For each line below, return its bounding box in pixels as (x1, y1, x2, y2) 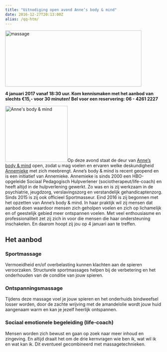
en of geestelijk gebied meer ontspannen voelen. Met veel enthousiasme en (5, 210, 161, 216)
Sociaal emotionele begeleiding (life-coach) (5, 319, 114, 326)
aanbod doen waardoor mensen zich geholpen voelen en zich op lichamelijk (5, 205, 162, 211)
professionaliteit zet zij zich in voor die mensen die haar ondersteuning (5, 215, 151, 222)
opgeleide (5, 178, 26, 184)
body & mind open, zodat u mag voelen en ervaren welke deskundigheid (5, 163, 154, 169)
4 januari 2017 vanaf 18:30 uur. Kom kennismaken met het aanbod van (5, 91, 154, 97)
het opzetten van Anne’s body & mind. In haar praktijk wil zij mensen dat (5, 200, 153, 206)
